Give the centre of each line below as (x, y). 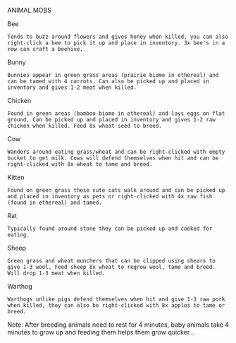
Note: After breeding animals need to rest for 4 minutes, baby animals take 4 (118, 325)
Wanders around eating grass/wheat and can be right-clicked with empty (116, 152)
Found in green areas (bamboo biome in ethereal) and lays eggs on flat (116, 114)
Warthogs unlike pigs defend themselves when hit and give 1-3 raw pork (116, 299)
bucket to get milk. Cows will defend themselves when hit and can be (113, 158)
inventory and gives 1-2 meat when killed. (72, 88)
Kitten (16, 177)
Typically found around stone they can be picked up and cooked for (110, 229)
